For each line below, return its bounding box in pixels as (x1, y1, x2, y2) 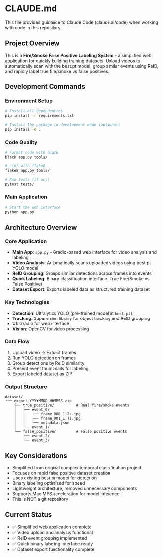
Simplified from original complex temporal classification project (12, 464, 142, 470)
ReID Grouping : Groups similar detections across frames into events (12, 270, 152, 276)
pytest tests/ (5, 182, 35, 187)
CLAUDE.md (5, 3, 57, 14)
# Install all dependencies (5, 109, 63, 114)
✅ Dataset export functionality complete (12, 546, 95, 552)
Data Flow (5, 338, 30, 345)
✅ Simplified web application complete (12, 524, 92, 530)
